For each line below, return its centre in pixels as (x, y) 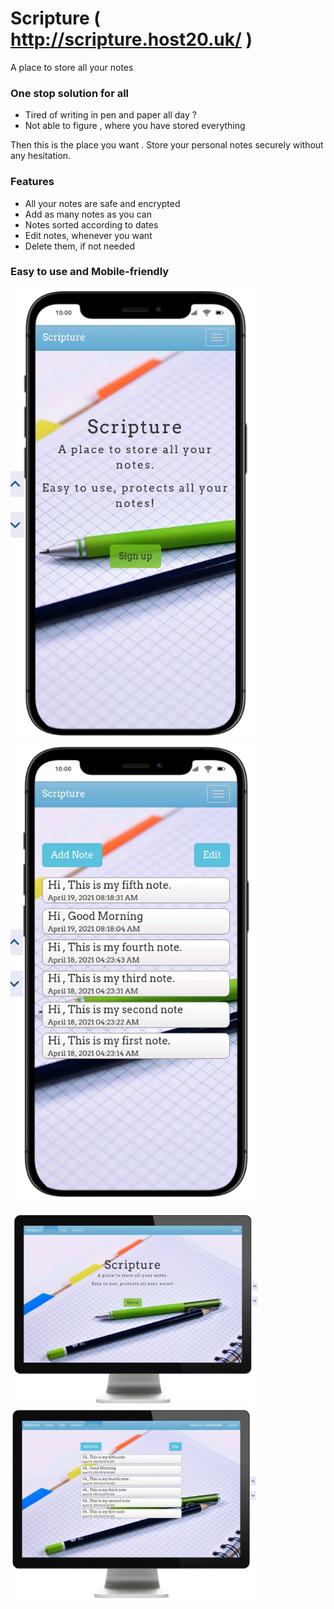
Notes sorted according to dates (91, 224)
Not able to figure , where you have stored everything (135, 126)
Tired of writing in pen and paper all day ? (110, 115)
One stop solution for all (70, 93)
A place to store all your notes (72, 67)
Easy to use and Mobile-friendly (90, 272)
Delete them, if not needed (80, 246)
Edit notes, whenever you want (88, 235)
